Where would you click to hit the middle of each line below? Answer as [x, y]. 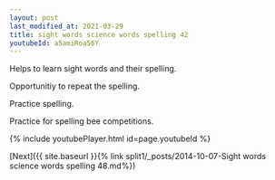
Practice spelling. [42, 104]
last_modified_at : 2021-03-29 [67, 26]
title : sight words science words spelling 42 [99, 34]
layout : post [34, 18]
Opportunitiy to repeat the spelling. [75, 86]
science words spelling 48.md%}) [73, 166]
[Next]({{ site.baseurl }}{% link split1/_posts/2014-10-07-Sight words [137, 156]
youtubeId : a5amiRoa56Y [54, 43]
